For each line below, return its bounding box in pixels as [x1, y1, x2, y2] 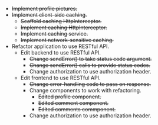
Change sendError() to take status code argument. [29, 56, 152, 62]
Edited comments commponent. [38, 106, 116, 113]
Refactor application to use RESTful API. [11, 43, 110, 50]
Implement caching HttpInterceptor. [20, 24, 107, 31]
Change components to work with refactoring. [29, 87, 141, 94]
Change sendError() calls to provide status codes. [29, 62, 151, 69]
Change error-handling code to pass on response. [29, 81, 152, 88]
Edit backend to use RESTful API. [20, 49, 101, 56]
